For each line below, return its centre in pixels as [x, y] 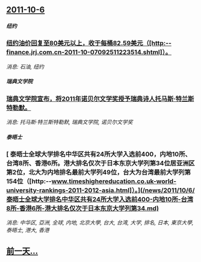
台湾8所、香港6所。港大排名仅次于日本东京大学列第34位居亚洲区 [100, 163]
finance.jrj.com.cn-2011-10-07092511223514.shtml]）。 [89, 52]
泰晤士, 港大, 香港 [28, 230]
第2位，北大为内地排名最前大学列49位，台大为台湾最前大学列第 [99, 172]
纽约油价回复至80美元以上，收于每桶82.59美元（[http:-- [89, 43]
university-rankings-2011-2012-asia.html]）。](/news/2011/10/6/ [100, 190]
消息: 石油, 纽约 [25, 66]
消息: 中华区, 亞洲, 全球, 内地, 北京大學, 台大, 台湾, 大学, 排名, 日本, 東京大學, [100, 223]
